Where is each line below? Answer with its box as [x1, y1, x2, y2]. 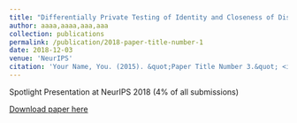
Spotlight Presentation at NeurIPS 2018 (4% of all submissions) [9, 86, 240, 97]
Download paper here [9, 104, 88, 114]
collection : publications [9, 29, 104, 38]
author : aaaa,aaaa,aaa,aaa [9, 21, 109, 30]
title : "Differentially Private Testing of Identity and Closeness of [9, 12, 275, 22]
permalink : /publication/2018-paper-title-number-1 [9, 37, 203, 47]
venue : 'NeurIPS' [9, 54, 73, 63]
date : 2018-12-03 [9, 46, 73, 55]
